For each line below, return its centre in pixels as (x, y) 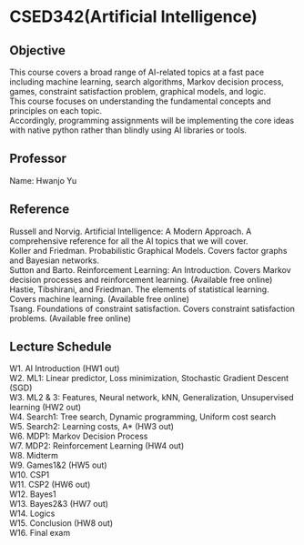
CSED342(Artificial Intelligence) (133, 17)
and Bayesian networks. (55, 260)
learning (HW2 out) (46, 408)
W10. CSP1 (30, 475)
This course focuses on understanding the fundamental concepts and (140, 101)
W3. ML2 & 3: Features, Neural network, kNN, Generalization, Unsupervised (152, 398)
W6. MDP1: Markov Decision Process (79, 436)
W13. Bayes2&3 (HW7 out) (59, 504)
